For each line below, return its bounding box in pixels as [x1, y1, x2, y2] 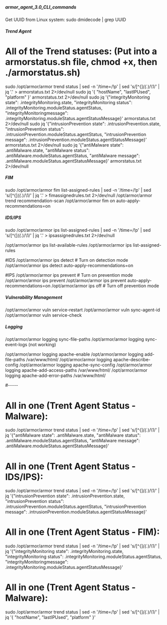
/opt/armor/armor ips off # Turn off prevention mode [51, 283, 160, 289]
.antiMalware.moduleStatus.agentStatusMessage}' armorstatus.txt [5, 158, 142, 164]
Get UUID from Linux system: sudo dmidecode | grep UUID [5, 17, 126, 23]
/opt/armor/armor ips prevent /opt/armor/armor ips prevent [5, 278, 127, 284]
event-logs [5, 342, 27, 348]
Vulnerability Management [5, 294, 62, 300]
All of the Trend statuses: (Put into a [5, 46, 158, 57]
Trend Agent [5, 28, 32, 34]
